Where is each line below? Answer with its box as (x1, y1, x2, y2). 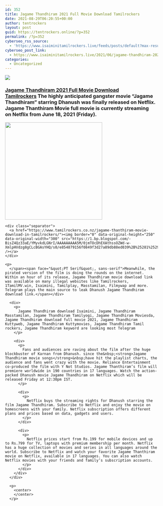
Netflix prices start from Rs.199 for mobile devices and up (26, 437, 153, 442)
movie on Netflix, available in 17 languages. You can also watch (5, 454, 142, 459)
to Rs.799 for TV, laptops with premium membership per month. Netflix (5, 441, 153, 446)
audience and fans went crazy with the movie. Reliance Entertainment (5, 360, 151, 365)
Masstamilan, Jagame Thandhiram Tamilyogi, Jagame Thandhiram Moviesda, (5, 313, 155, 318)
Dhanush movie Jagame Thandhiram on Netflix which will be (20, 373, 142, 378)
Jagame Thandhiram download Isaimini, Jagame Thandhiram (17, 309, 136, 314)
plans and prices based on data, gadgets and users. (5, 411, 114, 416)
